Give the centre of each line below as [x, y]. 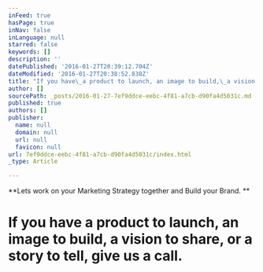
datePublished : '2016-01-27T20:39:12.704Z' [81, 67]
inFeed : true [30, 15]
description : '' [35, 60]
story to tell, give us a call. [95, 256]
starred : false [33, 45]
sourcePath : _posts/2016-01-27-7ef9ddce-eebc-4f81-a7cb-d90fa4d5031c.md [130, 96]
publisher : [26, 118]
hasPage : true [31, 23]
